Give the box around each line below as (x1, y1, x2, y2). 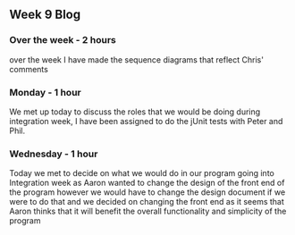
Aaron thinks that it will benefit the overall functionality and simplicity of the (9, 206, 287, 217)
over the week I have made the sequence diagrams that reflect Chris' (9, 54, 264, 65)
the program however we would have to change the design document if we (9, 187, 286, 197)
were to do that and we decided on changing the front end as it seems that (9, 197, 284, 207)
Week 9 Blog (9, 7, 81, 22)
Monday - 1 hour (9, 86, 82, 98)
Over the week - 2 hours (9, 34, 116, 46)
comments (9, 63, 49, 74)
